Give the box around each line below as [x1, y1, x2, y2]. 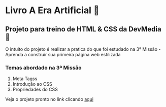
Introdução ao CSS [12, 81, 52, 87]
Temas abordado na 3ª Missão [5, 64, 82, 71]
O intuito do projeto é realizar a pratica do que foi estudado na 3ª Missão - [5, 46, 161, 52]
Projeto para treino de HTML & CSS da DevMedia [5, 25, 161, 33]
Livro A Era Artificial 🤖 [5, 5, 99, 16]
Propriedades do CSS [12, 86, 58, 93]
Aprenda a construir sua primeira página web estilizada [5, 52, 121, 57]
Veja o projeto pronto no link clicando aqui [5, 96, 94, 102]
